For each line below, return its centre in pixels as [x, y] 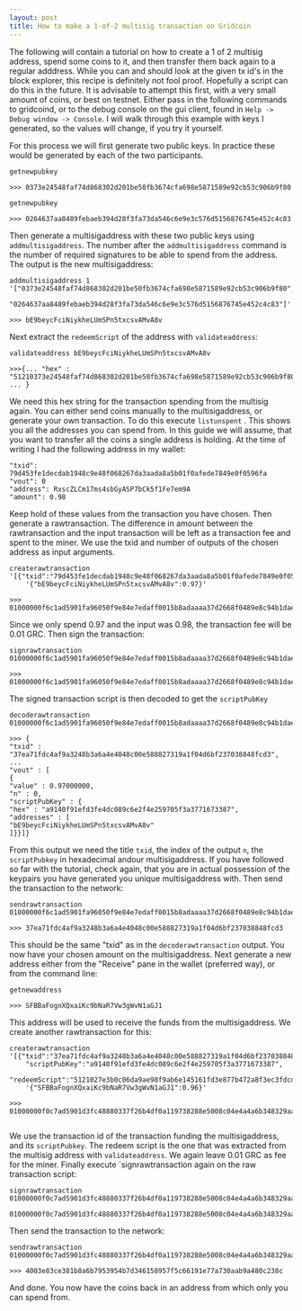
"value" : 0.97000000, [52, 786]
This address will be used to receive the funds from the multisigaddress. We [150, 1022]
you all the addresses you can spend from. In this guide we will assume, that [151, 430]
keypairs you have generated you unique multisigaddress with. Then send [146, 878]
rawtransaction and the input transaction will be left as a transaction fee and [150, 532]
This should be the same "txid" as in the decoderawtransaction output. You [147, 944]
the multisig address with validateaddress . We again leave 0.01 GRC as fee [148, 1155]
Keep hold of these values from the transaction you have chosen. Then [141, 513]
